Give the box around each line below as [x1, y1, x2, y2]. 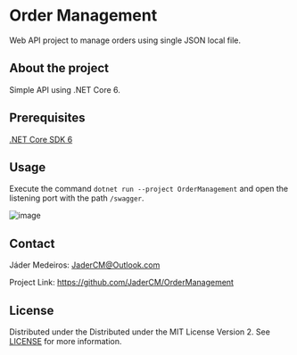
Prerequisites [9, 111, 86, 126]
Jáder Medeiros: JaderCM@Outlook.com [9, 260, 161, 270]
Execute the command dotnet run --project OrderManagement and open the [9, 184, 288, 194]
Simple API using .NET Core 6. [9, 84, 120, 95]
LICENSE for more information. [9, 336, 122, 346]
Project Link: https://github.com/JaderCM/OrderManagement [9, 277, 235, 288]
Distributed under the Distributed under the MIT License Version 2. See [9, 326, 270, 337]
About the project [9, 61, 110, 76]
